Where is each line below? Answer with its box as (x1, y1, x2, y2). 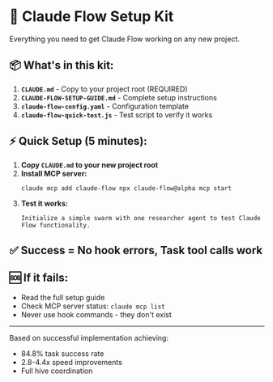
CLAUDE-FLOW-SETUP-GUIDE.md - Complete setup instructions (20, 92, 217, 102)
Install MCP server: (20, 168, 87, 178)
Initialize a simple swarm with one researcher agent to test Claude (20, 214, 262, 223)
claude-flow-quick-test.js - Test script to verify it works (20, 109, 213, 120)
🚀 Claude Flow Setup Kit (9, 7, 174, 26)
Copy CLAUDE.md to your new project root (20, 159, 159, 169)
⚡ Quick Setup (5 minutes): (9, 134, 148, 148)
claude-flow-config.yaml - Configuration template (20, 101, 190, 111)
